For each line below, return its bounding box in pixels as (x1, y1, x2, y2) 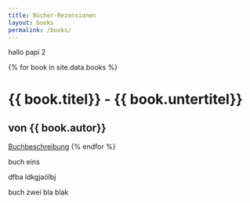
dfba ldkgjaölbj (8, 172, 56, 182)
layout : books (8, 19, 55, 27)
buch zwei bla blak (8, 187, 69, 197)
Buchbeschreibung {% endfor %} (8, 142, 116, 151)
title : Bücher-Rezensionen (8, 11, 96, 20)
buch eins (8, 158, 41, 167)
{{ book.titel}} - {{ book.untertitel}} (8, 90, 243, 108)
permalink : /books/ (8, 26, 72, 34)
